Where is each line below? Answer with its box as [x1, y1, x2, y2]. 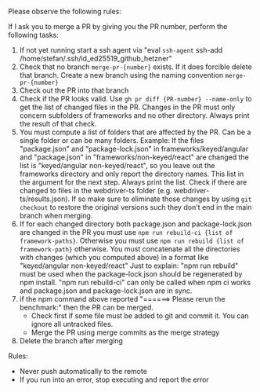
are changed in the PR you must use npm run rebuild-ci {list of [19, 228, 233, 236]
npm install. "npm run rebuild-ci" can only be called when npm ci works [19, 278, 251, 287]
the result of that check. [19, 119, 97, 128]
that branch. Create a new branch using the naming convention [19, 71, 224, 79]
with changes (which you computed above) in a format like [19, 253, 209, 262]
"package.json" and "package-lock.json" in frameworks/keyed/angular [19, 145, 249, 153]
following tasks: [8, 31, 59, 39]
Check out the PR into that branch [19, 86, 129, 95]
